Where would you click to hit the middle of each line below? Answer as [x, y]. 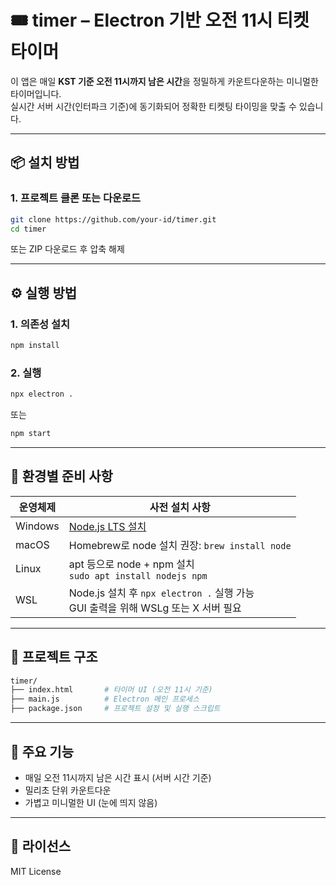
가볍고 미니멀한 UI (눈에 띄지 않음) [91, 802]
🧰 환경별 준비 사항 [61, 476]
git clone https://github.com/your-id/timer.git [113, 219]
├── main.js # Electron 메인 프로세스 [105, 699]
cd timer [28, 229]
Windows [37, 526]
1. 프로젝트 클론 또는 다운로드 [76, 198]
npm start [31, 434]
